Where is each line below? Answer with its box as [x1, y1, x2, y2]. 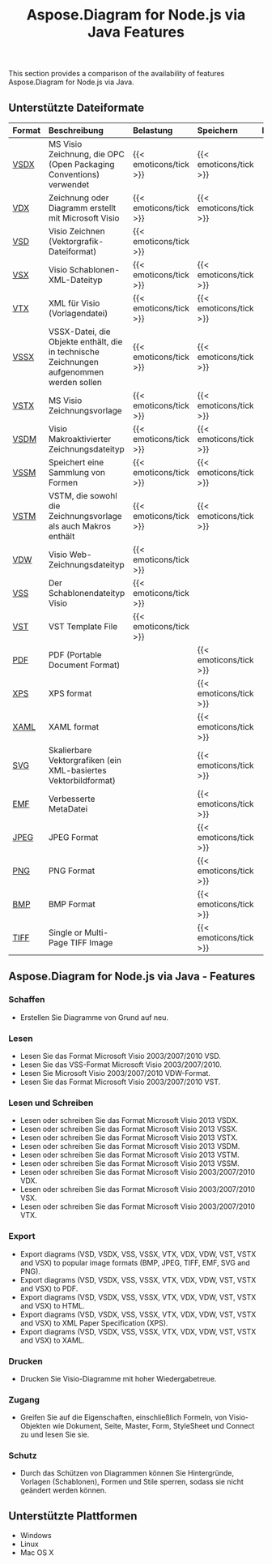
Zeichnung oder [48, 192, 109, 204]
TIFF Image [70, 937, 113, 948]
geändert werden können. [19, 1485, 107, 1495]
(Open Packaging [48, 159, 115, 169]
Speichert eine [48, 456, 104, 468]
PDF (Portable [48, 649, 103, 660]
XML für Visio [48, 298, 100, 309]
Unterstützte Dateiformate [8, 101, 145, 114]
